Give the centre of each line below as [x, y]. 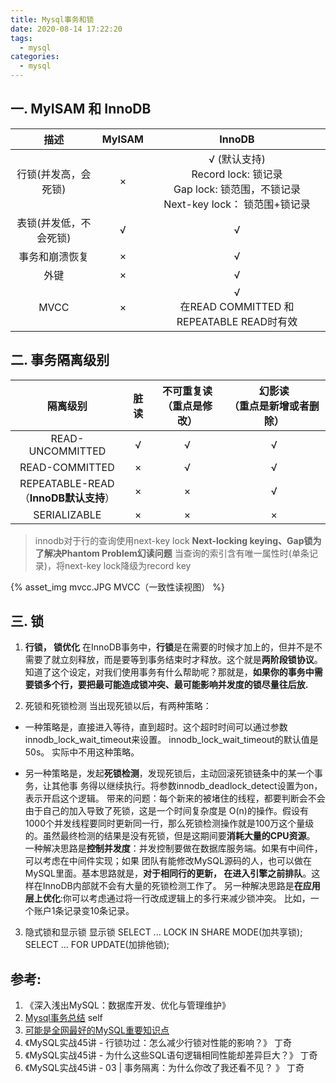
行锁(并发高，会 [54, 174]
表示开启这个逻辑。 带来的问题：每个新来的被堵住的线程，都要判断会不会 [175, 798]
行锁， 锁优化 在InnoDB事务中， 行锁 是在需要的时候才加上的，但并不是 [169, 647]
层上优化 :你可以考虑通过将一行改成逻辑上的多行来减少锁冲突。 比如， [167, 898]
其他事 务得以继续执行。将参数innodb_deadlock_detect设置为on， [187, 786]
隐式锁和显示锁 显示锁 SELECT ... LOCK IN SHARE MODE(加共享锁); [163, 932]
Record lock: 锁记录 [237, 174]
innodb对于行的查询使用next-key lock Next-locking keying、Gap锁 [173, 540]
